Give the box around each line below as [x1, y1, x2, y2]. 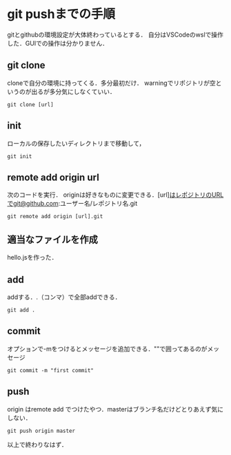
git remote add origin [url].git [7, 213, 103, 220]
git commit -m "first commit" [7, 367, 94, 374]
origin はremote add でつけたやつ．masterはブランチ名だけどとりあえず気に [7, 405, 224, 413]
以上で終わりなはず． [7, 440, 68, 449]
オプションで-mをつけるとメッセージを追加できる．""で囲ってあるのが [7, 345, 208, 353]
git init [7, 153, 32, 159]
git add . [7, 307, 36, 313]
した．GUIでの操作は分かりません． [7, 39, 109, 47]
